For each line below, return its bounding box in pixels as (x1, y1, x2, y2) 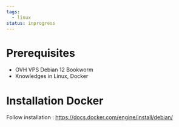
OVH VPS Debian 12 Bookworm (15, 66, 94, 73)
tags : (6, 8, 20, 15)
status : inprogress (6, 20, 56, 26)
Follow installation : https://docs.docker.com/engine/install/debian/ (6, 114, 173, 121)
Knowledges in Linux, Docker (15, 73, 89, 80)
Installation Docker (6, 94, 104, 108)
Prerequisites (6, 46, 76, 60)
